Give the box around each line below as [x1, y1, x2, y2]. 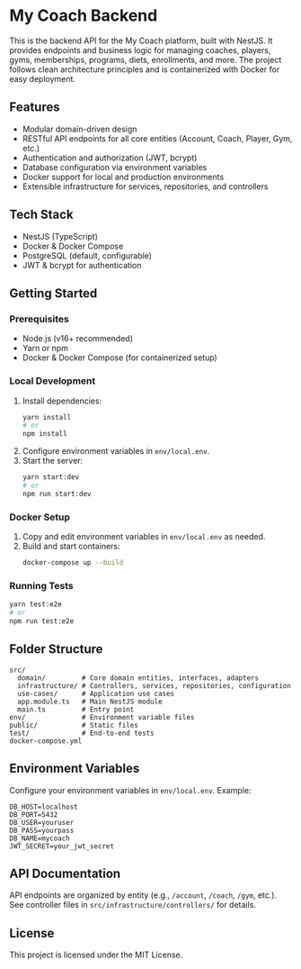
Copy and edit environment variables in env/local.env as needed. [22, 531, 266, 542]
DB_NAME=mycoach [9, 834, 70, 843]
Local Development [9, 375, 96, 387]
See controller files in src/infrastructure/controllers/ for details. [9, 900, 256, 910]
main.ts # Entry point [17, 704, 135, 714]
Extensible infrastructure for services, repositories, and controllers [22, 181, 269, 192]
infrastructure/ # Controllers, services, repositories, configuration [17, 681, 292, 690]
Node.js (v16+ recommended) [22, 333, 133, 344]
